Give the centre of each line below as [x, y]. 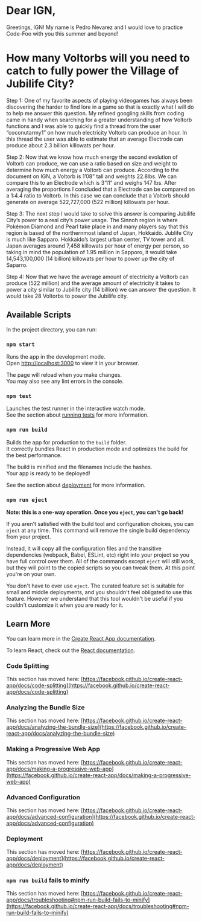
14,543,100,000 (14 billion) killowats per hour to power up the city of [90, 258]
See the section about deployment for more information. [76, 485]
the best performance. [34, 455]
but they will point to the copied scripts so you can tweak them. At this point [100, 568]
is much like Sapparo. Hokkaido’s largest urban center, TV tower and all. [96, 239]
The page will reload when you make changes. [64, 374]
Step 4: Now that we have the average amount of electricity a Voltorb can [97, 277]
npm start [21, 344]
